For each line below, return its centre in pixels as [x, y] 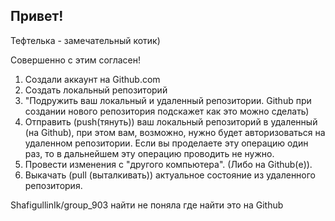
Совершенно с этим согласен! [76, 60]
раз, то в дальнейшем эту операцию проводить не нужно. [149, 153]
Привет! [37, 16]
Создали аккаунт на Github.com [92, 79]
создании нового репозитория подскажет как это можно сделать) [167, 111]
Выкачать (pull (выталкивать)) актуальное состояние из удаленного [170, 175]
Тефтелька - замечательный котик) [85, 40]
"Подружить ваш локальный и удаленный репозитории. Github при [168, 100]
